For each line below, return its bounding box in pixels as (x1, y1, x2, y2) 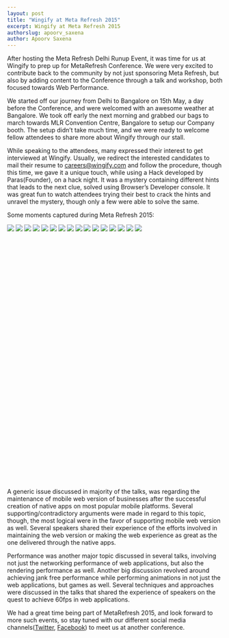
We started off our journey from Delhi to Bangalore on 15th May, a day (7, 97, 204, 105)
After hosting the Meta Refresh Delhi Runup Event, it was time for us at (7, 54, 206, 62)
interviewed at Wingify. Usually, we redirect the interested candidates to (7, 154, 210, 162)
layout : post (7, 10, 44, 17)
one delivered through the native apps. (7, 539, 116, 547)
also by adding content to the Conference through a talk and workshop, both (7, 76, 223, 84)
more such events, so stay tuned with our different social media (7, 616, 187, 624)
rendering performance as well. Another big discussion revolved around (7, 567, 210, 575)
